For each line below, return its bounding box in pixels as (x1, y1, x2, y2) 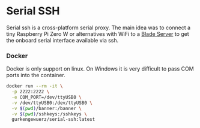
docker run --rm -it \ (6, 83, 63, 89)
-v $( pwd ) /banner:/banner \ (11, 105, 82, 111)
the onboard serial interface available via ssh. (6, 36, 119, 44)
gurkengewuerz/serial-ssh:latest (11, 117, 95, 123)
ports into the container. (6, 72, 66, 79)
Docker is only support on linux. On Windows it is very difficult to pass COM (6, 65, 194, 72)
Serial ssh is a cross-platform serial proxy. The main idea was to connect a (6, 24, 191, 31)
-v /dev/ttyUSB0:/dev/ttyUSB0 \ (11, 100, 93, 106)
